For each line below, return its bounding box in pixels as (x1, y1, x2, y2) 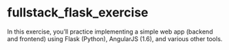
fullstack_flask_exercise (7, 5, 149, 21)
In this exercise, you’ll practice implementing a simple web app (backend (7, 27, 213, 36)
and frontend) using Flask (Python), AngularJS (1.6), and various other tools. (7, 34, 223, 42)
